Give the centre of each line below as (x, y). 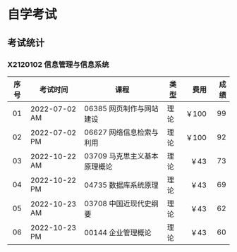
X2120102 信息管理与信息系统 (58, 64)
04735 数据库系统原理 (121, 185)
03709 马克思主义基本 (121, 156)
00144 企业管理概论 (118, 232)
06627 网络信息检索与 (121, 132)
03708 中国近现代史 (118, 203)
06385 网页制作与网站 (121, 108)
